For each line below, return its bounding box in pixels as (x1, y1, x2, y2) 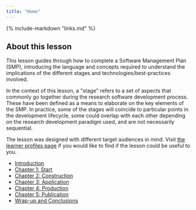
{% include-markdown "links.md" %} (6, 25, 96, 32)
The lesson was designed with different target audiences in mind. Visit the (6, 136, 185, 143)
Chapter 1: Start (14, 166, 53, 173)
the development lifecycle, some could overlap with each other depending (6, 112, 186, 119)
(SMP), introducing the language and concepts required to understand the (6, 63, 185, 70)
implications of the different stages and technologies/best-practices (6, 70, 171, 77)
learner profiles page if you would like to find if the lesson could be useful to (6, 142, 191, 150)
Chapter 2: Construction (14, 172, 73, 179)
